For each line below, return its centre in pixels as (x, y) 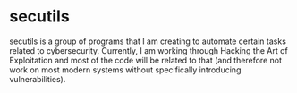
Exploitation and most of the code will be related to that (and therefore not (145, 60)
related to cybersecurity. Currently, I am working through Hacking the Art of (148, 50)
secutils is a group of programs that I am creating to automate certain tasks (148, 41)
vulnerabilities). (38, 79)
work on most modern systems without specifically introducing (125, 70)
